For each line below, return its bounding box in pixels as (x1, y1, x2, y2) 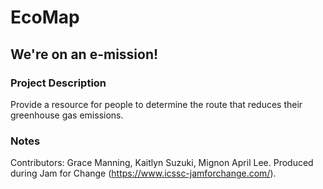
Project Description (10, 76, 107, 90)
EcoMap (10, 6, 80, 29)
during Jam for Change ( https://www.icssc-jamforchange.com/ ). (10, 167, 277, 180)
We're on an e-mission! (10, 46, 159, 63)
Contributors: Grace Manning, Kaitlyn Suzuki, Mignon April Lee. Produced (10, 157, 314, 169)
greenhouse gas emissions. (10, 109, 124, 121)
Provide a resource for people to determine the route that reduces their (10, 98, 303, 110)
